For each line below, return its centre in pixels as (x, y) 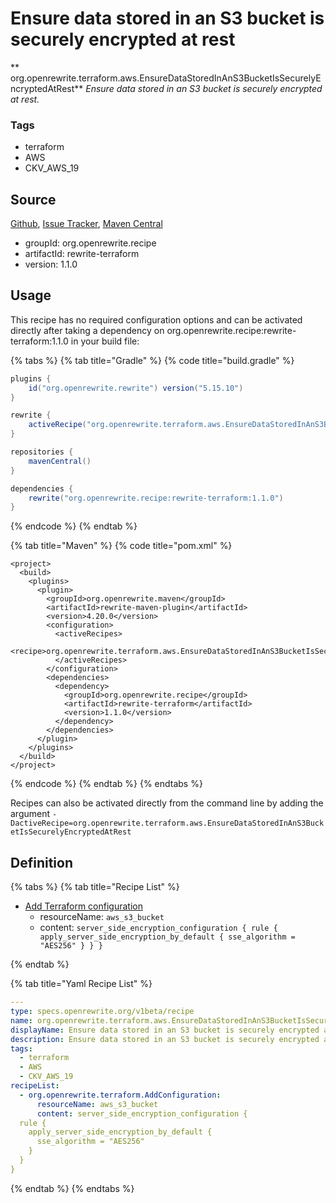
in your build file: (105, 341)
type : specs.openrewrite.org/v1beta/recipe (102, 1012)
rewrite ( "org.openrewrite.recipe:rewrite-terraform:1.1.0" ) (156, 498)
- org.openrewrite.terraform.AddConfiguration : (120, 1095)
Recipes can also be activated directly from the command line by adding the (167, 803)
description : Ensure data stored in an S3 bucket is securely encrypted (165, 1039)
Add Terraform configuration (83, 906)
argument (30, 814)
